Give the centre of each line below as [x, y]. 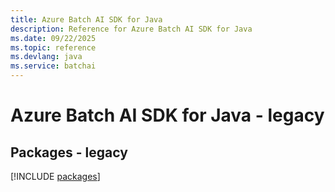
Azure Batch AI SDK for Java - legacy [167, 115]
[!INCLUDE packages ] [55, 176]
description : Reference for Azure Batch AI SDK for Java [131, 29]
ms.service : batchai [53, 66]
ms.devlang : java [46, 57]
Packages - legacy [69, 152]
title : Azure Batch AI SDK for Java [86, 19]
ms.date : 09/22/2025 [53, 38]
